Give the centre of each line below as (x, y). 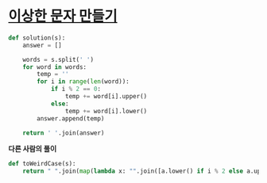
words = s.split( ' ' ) (58, 59)
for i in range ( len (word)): (83, 82)
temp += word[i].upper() (106, 97)
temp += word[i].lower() (106, 111)
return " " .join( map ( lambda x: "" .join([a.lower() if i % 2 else (133, 171)
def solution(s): (37, 38)
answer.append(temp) (71, 118)
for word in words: (55, 67)
